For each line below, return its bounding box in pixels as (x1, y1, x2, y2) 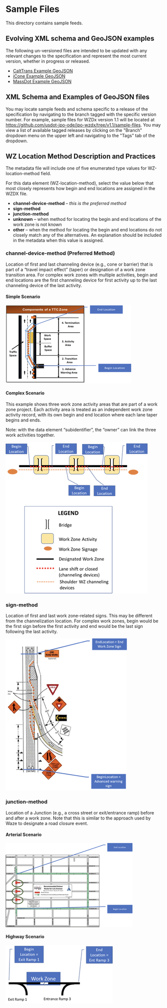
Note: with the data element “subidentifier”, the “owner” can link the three (5, 427, 156, 433)
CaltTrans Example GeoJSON (12, 68, 74, 74)
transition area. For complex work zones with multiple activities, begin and (5, 272, 158, 278)
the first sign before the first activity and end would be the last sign (5, 623, 143, 629)
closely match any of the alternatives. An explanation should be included (12, 232, 162, 238)
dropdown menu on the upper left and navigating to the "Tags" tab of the (5, 132, 156, 138)
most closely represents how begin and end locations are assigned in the (5, 186, 156, 192)
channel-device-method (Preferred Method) (5, 250, 115, 257)
